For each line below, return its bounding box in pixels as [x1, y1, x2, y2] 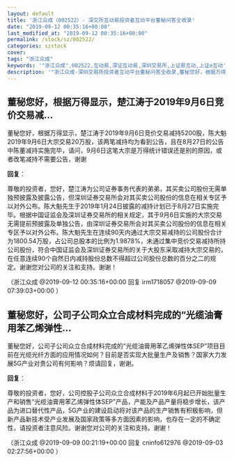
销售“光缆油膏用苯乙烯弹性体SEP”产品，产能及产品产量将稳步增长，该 [19, 398, 219, 406]
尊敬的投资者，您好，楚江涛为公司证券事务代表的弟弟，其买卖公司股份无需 [7, 185, 221, 193]
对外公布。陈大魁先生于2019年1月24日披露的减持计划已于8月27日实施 [13, 202, 213, 210]
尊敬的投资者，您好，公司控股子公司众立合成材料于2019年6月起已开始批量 [7, 389, 221, 397]
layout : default [7, 10, 54, 17]
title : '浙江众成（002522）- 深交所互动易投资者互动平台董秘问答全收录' [7, 17, 195, 24]
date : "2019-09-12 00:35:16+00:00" [7, 23, 111, 30]
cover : [7, 49, 26, 56]
